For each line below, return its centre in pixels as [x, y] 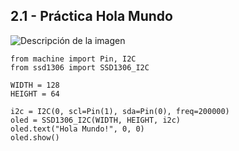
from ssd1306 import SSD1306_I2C [80, 67]
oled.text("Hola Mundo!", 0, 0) [77, 129]
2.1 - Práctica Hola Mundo [91, 16]
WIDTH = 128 [35, 85]
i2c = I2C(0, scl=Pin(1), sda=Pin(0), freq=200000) [120, 111]
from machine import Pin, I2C [73, 59]
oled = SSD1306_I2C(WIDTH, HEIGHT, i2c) [96, 120]
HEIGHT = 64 [35, 94]
